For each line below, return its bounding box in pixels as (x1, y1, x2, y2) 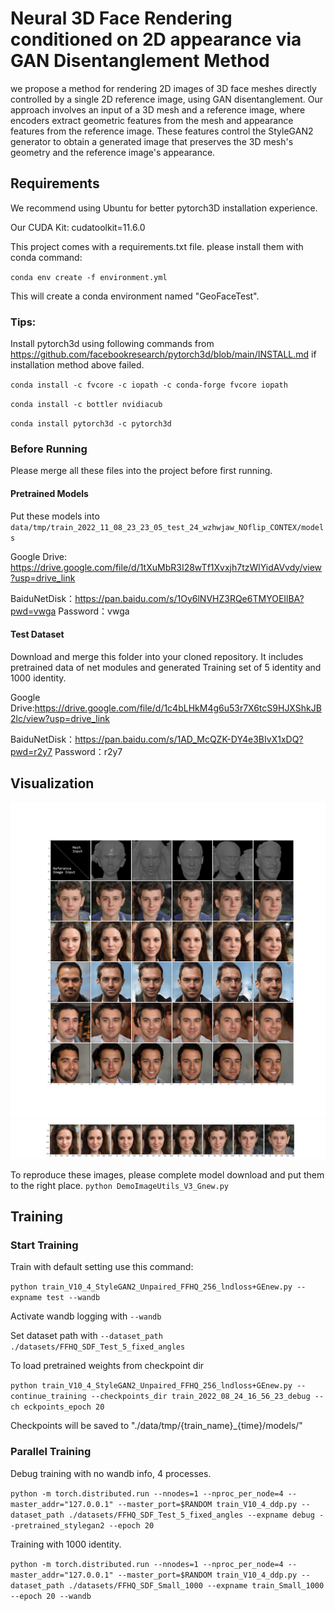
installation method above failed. (10, 359, 145, 371)
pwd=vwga (10, 605, 57, 617)
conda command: (10, 251, 83, 263)
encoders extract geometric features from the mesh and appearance (10, 114, 294, 126)
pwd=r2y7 (10, 745, 53, 757)
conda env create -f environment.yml (10, 272, 168, 282)
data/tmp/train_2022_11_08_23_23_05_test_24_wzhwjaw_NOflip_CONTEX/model (10, 522, 325, 532)
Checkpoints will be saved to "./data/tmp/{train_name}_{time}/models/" (10, 1420, 303, 1432)
